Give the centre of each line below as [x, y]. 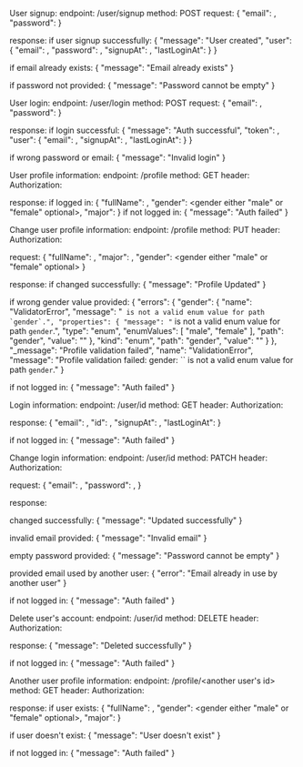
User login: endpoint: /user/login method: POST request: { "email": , [136, 103]
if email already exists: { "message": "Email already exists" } [122, 68]
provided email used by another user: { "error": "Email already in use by [143, 573]
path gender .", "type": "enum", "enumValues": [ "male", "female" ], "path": [146, 331]
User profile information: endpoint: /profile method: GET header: [130, 175]
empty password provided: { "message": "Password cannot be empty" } [145, 555]
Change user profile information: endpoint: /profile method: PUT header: [145, 230]
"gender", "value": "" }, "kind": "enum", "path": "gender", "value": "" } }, [143, 341]
